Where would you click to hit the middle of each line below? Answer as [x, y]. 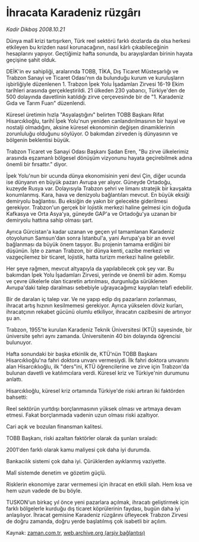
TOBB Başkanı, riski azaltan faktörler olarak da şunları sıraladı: [82, 438]
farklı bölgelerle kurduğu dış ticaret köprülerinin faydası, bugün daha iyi [93, 508]
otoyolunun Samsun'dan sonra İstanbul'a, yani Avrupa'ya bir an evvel [91, 238]
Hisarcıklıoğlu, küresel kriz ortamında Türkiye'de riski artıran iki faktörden [96, 391]
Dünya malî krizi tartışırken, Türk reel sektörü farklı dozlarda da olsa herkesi [98, 41]
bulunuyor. [19, 342]
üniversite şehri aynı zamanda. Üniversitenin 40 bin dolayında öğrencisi [94, 336]
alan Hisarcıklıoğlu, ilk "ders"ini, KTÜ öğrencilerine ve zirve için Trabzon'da [98, 366]
